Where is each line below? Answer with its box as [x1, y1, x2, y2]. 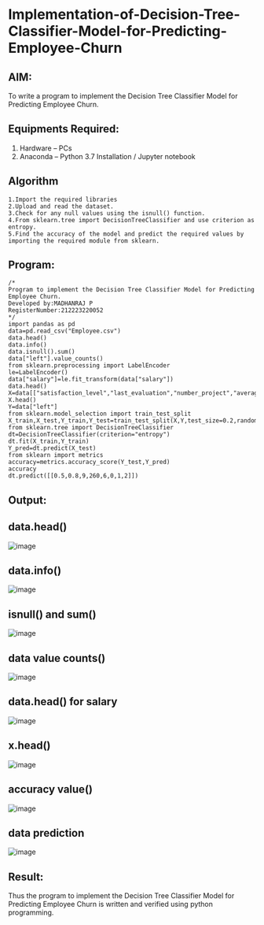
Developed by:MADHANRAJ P [8, 299, 93, 308]
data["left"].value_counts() [8, 355, 104, 363]
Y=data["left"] [8, 403, 58, 411]
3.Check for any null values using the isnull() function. [8, 209, 206, 217]
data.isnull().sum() [8, 348, 76, 356]
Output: [8, 493, 47, 507]
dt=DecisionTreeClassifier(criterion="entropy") [8, 431, 170, 439]
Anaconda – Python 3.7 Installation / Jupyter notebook [19, 151, 196, 161]
